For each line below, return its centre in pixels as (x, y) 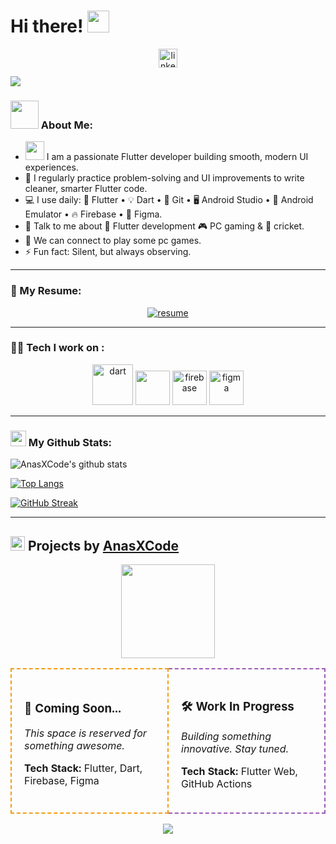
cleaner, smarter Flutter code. (86, 189)
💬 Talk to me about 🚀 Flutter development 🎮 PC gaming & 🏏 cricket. (164, 226)
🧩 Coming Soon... (73, 708)
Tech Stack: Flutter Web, (239, 771)
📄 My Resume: (46, 291)
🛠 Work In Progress (238, 707)
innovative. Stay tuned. (235, 748)
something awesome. (74, 746)
